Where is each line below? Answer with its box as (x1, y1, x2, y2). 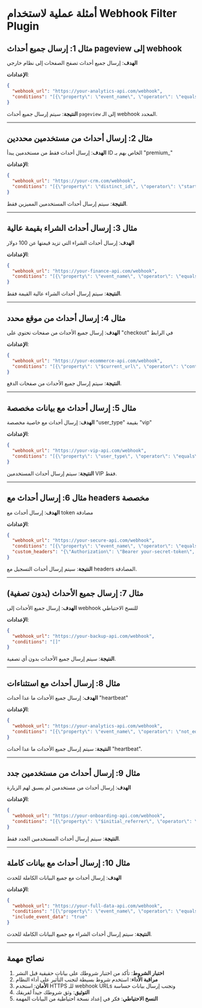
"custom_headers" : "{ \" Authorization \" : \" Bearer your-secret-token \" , (12, 549, 195, 555)
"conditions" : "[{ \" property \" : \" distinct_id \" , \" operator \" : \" (12, 184, 185, 190)
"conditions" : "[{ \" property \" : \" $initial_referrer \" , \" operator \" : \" (12, 819, 200, 825)
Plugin (7, 19, 40, 33)
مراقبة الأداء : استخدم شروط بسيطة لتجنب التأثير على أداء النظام (15, 976, 158, 983)
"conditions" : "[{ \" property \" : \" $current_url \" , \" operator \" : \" (12, 363, 187, 370)
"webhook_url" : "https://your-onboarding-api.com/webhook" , (12, 813, 165, 819)
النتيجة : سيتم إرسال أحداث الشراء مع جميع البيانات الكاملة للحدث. (7, 930, 152, 938)
